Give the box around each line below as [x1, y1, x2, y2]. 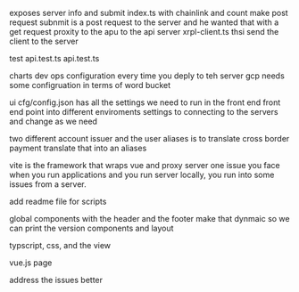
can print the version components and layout [9, 223, 174, 233]
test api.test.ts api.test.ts [9, 53, 100, 63]
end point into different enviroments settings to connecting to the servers [9, 107, 278, 117]
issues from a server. [9, 179, 87, 190]
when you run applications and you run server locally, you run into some [9, 169, 275, 180]
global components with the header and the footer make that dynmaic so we [9, 214, 290, 223]
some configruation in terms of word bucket [9, 80, 171, 90]
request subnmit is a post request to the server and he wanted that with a [9, 17, 279, 28]
